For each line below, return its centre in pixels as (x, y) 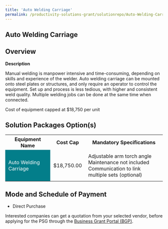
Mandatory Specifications (124, 142)
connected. (17, 100)
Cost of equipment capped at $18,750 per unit (52, 109)
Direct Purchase (29, 206)
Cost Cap (67, 142)
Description (18, 63)
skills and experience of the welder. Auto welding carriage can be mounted (82, 78)
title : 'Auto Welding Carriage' (39, 10)
